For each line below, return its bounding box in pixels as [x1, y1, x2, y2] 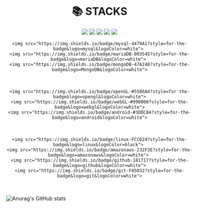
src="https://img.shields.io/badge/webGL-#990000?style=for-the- [23, 99, 189, 105]
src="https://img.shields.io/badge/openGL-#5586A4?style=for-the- [23, 89, 190, 94]
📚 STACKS [72, 5, 127, 18]
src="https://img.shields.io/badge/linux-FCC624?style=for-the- [25, 136, 188, 143]
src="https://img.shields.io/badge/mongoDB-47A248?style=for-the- [23, 61, 190, 67]
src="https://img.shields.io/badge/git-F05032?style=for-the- [27, 168, 185, 174]
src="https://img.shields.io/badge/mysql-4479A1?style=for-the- [25, 40, 188, 46]
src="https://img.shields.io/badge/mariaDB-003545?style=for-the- [23, 51, 190, 57]
